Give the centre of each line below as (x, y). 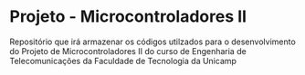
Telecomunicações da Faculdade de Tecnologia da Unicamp (123, 61)
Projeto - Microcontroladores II (128, 17)
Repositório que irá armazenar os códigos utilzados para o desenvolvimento (153, 42)
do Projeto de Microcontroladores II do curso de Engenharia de (128, 51)
